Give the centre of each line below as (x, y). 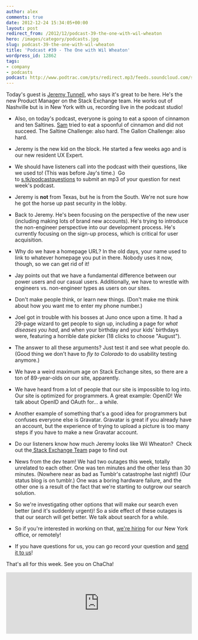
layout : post (22, 28)
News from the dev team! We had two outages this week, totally (92, 462)
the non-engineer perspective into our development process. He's (95, 227)
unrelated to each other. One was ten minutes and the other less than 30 (103, 468)
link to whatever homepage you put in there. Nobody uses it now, (94, 258)
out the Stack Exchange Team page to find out (71, 450)
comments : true (25, 17)
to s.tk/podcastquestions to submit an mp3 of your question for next (98, 179)
